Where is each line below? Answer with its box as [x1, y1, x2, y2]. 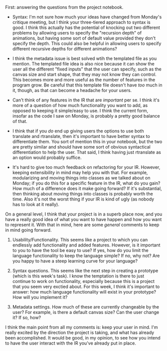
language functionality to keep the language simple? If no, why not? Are [12, 252, 160, 258]
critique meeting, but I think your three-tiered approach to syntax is [12, 19, 151, 25]
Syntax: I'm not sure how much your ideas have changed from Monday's [12, 14, 162, 19]
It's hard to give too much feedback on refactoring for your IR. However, [12, 164, 161, 170]
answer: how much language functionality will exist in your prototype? [12, 289, 156, 294]
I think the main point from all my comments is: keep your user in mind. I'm [5, 324, 158, 330]
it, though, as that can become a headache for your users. [12, 87, 132, 93]
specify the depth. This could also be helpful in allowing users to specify [12, 40, 162, 46]
